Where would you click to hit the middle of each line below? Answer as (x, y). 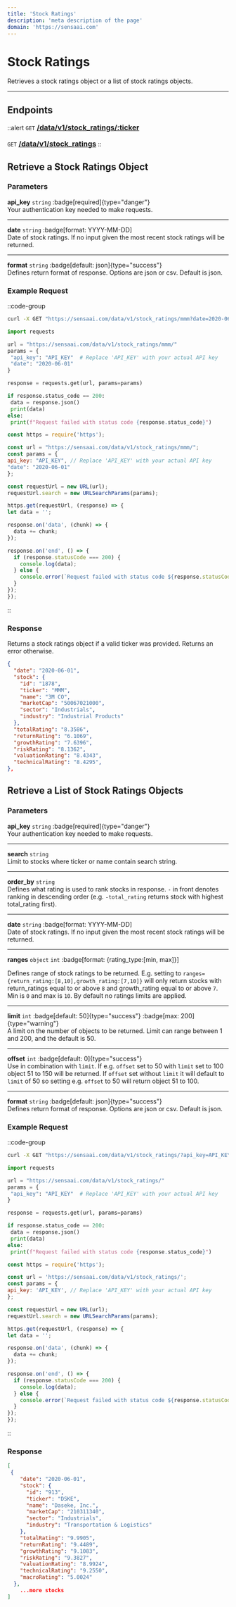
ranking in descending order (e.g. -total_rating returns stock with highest (115, 896)
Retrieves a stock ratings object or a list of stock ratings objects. (100, 81)
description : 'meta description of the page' (75, 20)
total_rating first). (32, 904)
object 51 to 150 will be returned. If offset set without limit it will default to (116, 1073)
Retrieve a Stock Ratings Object (78, 167)
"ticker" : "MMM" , (45, 690)
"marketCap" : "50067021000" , (63, 704)
